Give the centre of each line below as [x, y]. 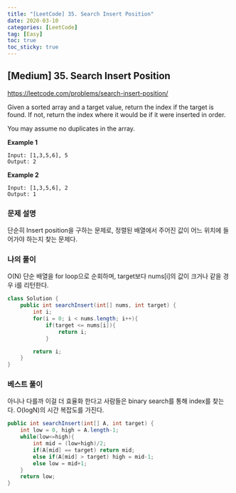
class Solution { [33, 299]
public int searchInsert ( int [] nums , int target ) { [98, 305]
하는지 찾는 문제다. [52, 239]
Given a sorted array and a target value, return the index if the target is [111, 107]
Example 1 [22, 142]
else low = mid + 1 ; [60, 463]
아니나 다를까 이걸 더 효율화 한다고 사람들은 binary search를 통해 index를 [109, 401]
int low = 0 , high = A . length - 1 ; [70, 430]
